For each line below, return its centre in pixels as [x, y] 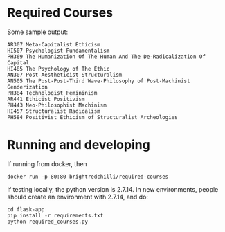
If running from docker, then [47, 163]
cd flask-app [26, 209]
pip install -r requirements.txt [55, 215]
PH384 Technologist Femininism [52, 93]
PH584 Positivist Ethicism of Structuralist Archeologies [92, 117]
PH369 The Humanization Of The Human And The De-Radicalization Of [107, 57]
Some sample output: [38, 32]
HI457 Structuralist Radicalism [54, 111]
